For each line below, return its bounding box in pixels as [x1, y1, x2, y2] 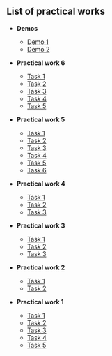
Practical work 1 [16, 297, 64, 306]
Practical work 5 [16, 115, 65, 124]
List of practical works [6, 6, 106, 17]
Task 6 [26, 165, 47, 174]
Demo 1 [26, 38, 49, 46]
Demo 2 [26, 45, 50, 53]
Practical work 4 [16, 179, 65, 188]
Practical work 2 [16, 263, 65, 272]
